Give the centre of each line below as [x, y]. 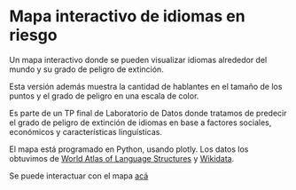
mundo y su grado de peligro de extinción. [86, 69]
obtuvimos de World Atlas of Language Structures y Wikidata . [122, 158]
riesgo [33, 35]
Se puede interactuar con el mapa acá [79, 176]
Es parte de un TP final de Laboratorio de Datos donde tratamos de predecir [148, 113]
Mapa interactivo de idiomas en [127, 16]
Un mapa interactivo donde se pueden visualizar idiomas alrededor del [138, 59]
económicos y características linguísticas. [86, 131]
